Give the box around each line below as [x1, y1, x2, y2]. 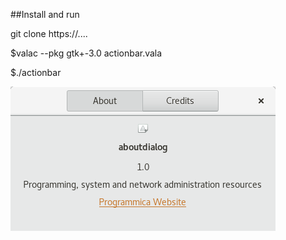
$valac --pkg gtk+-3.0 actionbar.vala [10, 47, 163, 59]
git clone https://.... [10, 28, 88, 39]
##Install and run [10, 9, 80, 20]
